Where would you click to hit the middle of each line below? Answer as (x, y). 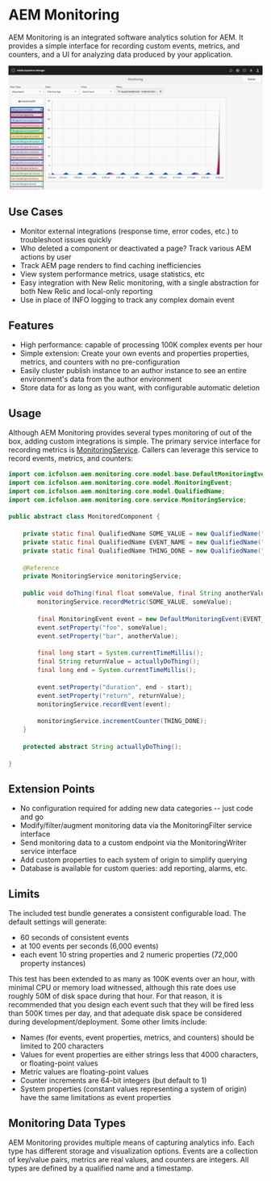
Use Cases (36, 212)
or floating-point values (59, 1063)
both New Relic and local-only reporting (86, 292)
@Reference (41, 568)
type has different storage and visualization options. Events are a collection (133, 1151)
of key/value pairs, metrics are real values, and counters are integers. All (129, 1160)
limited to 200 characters (62, 1046)
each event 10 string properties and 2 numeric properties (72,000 (129, 955)
